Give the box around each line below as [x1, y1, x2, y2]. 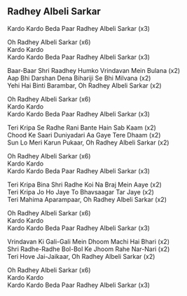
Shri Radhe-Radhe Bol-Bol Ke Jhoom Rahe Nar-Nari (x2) [7, 245, 170, 253]
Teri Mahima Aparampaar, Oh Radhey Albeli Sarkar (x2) [7, 195, 167, 203]
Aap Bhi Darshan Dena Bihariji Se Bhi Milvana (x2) [7, 74, 151, 82]
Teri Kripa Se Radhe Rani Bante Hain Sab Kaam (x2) [7, 123, 156, 132]
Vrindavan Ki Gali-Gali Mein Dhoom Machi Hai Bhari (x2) [7, 237, 170, 245]
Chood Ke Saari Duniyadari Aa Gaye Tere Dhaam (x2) [7, 130, 161, 139]
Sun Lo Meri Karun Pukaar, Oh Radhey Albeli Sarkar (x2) [7, 138, 169, 147]
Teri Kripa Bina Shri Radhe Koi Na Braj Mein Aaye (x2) [7, 180, 162, 189]
